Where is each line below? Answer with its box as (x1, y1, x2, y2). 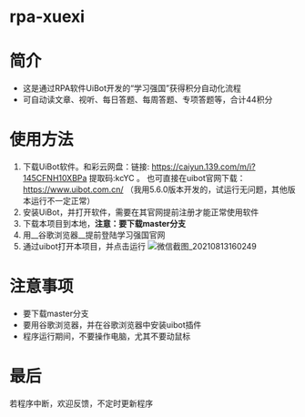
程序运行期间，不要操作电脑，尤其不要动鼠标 (22, 331, 191, 341)
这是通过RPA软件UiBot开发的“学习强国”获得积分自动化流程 (22, 83, 241, 94)
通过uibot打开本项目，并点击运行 (22, 241, 147, 252)
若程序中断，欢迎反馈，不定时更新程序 (9, 398, 153, 409)
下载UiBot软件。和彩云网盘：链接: (22, 161, 150, 172)
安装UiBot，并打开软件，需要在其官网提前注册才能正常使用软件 (22, 207, 259, 218)
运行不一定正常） (30, 196, 96, 207)
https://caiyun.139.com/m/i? (151, 161, 257, 172)
